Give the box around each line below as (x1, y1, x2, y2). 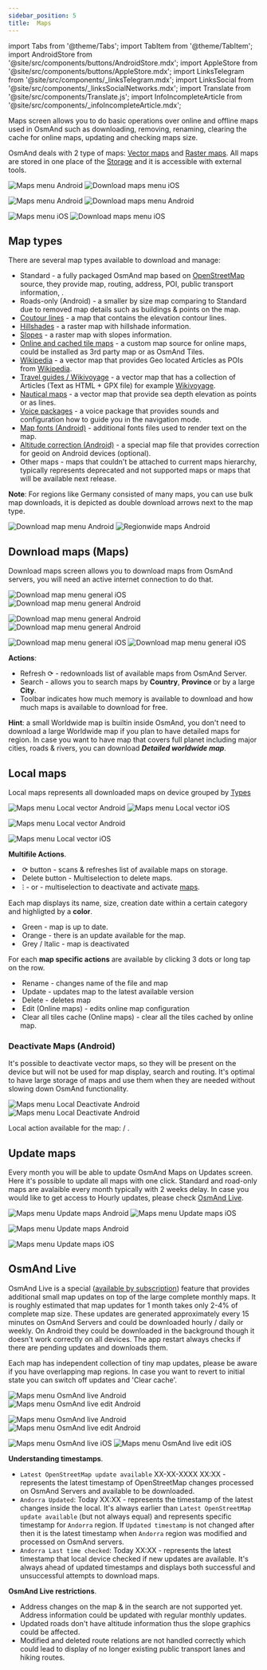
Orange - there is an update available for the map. (22, 930, 186, 940)
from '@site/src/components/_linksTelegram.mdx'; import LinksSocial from (8, 75, 254, 84)
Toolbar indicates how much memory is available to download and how (19, 694, 253, 704)
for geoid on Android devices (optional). (19, 449, 151, 458)
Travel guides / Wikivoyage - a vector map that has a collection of (19, 372, 237, 382)
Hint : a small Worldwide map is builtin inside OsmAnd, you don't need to (8, 718, 245, 727)
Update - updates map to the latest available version (22, 986, 194, 996)
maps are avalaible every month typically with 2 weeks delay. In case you (8, 1185, 249, 1194)
